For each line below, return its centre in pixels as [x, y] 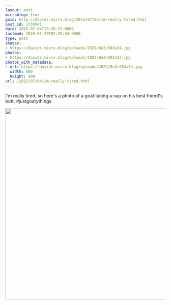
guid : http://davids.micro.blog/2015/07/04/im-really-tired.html [76, 19]
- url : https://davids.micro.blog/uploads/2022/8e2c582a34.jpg [74, 67]
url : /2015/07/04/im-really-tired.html [48, 81]
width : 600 [21, 72]
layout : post [19, 10]
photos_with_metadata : [29, 62]
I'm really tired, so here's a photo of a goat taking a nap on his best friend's [84, 95]
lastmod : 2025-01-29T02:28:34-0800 [43, 34]
